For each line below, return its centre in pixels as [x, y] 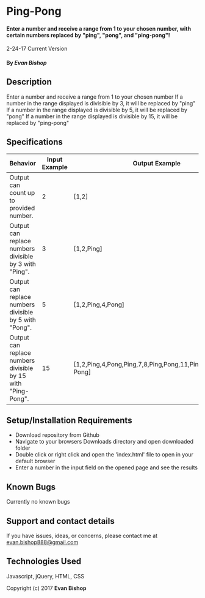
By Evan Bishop [27, 62]
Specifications [34, 142]
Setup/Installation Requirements [69, 420]
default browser [35, 461]
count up [22, 192]
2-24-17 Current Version [37, 49]
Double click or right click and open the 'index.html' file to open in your [104, 455]
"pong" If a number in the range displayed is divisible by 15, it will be [92, 116]
